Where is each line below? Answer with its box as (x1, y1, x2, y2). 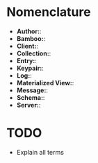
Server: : (16, 101, 41, 109)
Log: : (16, 71, 32, 80)
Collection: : (16, 49, 51, 58)
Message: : (16, 86, 48, 94)
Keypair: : (16, 64, 44, 72)
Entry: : (16, 56, 38, 65)
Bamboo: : (16, 34, 46, 42)
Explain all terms (16, 148, 64, 156)
